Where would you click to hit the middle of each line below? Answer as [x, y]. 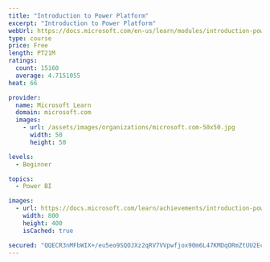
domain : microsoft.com [53, 113]
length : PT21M [32, 53]
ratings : [23, 61]
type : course [30, 38]
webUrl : [21, 31]
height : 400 [43, 223]
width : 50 [46, 135]
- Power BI [34, 186]
